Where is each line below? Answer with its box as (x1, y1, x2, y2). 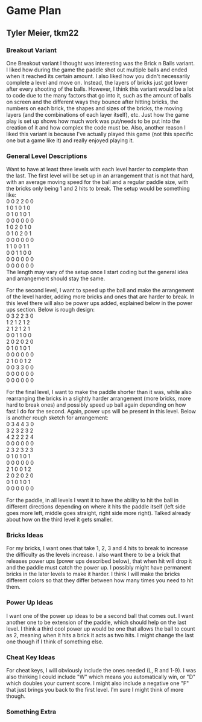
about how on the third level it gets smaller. (6, 516, 113, 523)
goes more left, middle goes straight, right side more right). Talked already (6, 510, 191, 517)
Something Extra (6, 707, 57, 716)
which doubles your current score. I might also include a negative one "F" (6, 680, 189, 687)
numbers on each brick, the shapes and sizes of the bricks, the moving (6, 104, 183, 112)
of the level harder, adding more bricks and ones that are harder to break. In (6, 293, 195, 300)
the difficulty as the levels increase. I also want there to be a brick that (6, 551, 181, 559)
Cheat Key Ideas (6, 653, 55, 661)
